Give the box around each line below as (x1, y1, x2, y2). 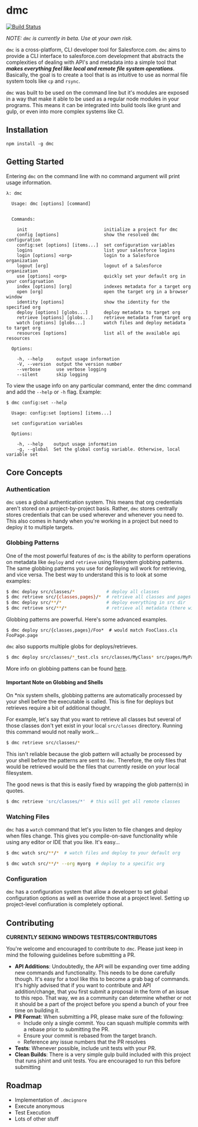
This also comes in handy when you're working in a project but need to (6, 517, 179, 524)
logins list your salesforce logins (16, 247, 176, 253)
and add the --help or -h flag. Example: (6, 388, 102, 395)
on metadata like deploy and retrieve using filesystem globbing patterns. (6, 558, 184, 565)
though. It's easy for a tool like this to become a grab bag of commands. (14, 975, 190, 983)
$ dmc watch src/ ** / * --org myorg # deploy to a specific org (6, 861, 165, 867)
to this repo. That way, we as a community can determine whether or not (14, 994, 192, 1002)
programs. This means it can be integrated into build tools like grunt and (6, 101, 181, 108)
